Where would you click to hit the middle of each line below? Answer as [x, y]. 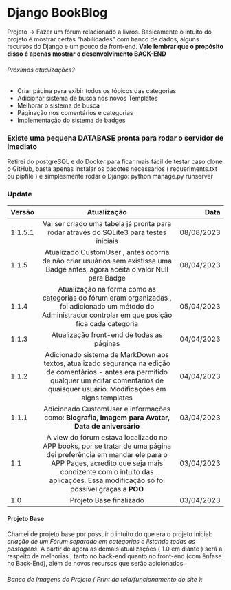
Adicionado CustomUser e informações [107, 409]
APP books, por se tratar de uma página [107, 446]
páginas [107, 343]
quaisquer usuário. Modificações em [107, 389]
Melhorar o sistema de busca [58, 105]
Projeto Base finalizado [107, 500]
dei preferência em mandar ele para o [107, 454]
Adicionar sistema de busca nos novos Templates [87, 99]
